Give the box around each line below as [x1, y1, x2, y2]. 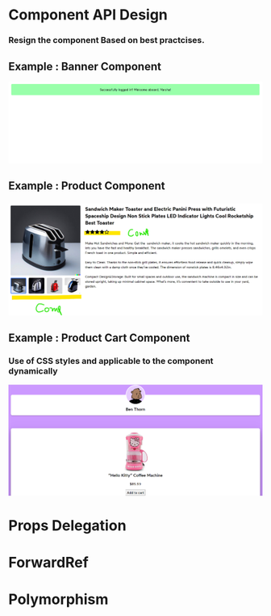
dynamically [8, 365, 58, 377]
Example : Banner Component [8, 59, 161, 74]
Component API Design [8, 6, 168, 24]
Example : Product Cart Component [8, 331, 190, 345]
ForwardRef [8, 554, 89, 572]
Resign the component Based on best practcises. [8, 35, 205, 46]
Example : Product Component [8, 179, 165, 192]
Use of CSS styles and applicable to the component [8, 356, 214, 367]
